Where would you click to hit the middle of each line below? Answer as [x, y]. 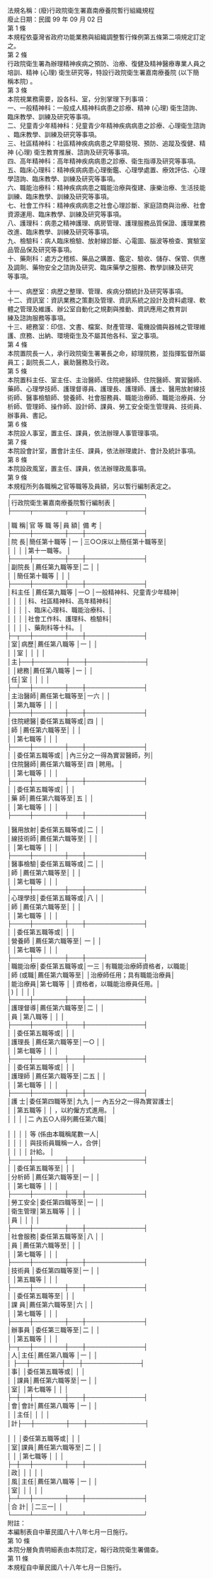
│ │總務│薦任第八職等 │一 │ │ [51, 671]
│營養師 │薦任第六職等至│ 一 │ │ [55, 941]
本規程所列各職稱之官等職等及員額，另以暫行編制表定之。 [91, 486]
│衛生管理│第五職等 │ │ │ [45, 1211]
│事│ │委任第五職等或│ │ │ [47, 1371]
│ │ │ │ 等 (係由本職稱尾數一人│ [54, 1134]
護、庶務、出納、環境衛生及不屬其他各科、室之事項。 [85, 336]
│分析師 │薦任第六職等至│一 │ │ [54, 1177]
